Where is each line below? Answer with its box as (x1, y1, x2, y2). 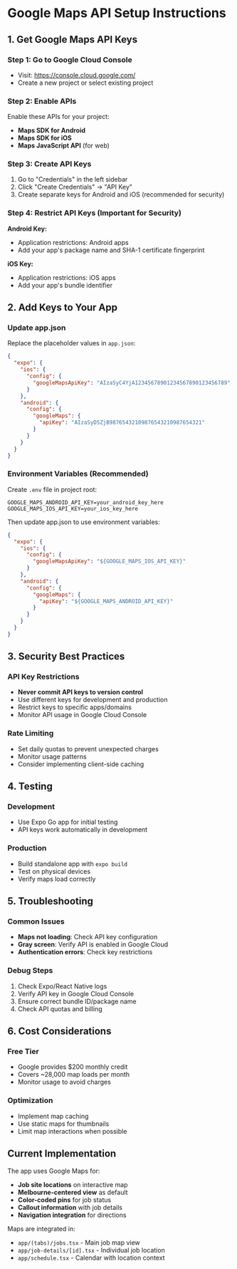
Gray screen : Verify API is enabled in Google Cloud (17, 940, 169, 949)
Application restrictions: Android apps (17, 238, 130, 246)
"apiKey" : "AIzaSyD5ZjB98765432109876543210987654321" (38, 419, 205, 427)
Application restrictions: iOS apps (17, 273, 116, 282)
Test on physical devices (17, 867, 91, 875)
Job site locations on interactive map (17, 1180, 128, 1189)
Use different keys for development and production (17, 696, 168, 704)
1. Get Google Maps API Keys (7, 33, 137, 46)
